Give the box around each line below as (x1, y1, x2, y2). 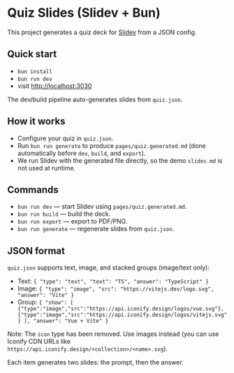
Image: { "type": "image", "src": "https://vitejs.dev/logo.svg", (17, 284, 214, 293)
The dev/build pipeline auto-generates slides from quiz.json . (7, 95, 183, 103)
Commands (7, 184, 59, 196)
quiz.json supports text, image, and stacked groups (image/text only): (7, 263, 210, 272)
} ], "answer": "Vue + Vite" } (17, 318, 109, 325)
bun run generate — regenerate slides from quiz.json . (17, 225, 175, 233)
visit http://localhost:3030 (17, 82, 92, 90)
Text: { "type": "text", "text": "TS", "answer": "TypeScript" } (17, 277, 209, 286)
